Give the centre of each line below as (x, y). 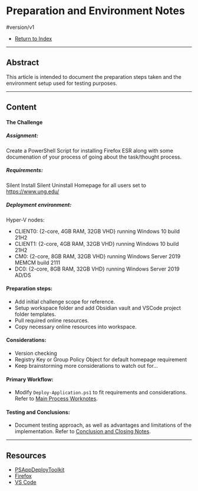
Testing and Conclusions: (38, 412)
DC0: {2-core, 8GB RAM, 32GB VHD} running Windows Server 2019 (97, 269)
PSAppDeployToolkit (39, 470)
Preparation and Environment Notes (96, 11)
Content (22, 107)
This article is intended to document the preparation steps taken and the (94, 77)
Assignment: (22, 136)
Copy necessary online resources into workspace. (76, 327)
